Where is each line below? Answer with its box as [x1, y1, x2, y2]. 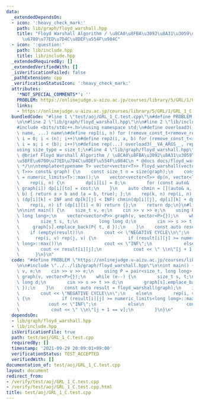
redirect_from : [6, 373, 44, 379]
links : [17, 102, 33, 109]
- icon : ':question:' [11, 42, 65, 48]
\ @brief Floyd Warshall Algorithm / [17, 152, 110, 158]
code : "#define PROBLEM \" [11, 257, 78, 263]
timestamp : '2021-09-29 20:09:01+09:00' [11, 346, 113, 352]
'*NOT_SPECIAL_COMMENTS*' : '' [17, 91, 92, 97]
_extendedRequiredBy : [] [11, 58, 73, 64]
